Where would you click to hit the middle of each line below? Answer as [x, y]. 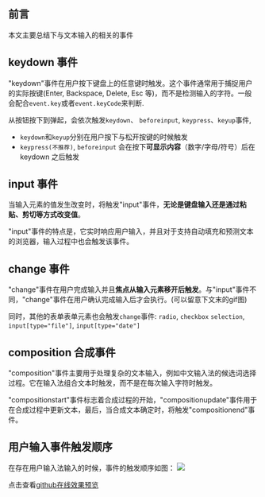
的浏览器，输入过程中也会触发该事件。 [71, 242]
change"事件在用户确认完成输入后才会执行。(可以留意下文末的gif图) [136, 300]
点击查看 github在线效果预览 [54, 484]
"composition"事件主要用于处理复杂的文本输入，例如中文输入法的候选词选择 [132, 373]
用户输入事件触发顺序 [60, 447]
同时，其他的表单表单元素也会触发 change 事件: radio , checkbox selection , [127, 316]
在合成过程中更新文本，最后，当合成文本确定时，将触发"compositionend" [128, 410]
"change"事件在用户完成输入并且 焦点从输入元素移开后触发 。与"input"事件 [129, 289]
